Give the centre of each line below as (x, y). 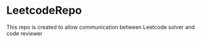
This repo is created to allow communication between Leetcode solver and (100, 27)
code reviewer (25, 33)
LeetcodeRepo (44, 10)
